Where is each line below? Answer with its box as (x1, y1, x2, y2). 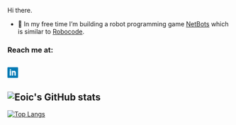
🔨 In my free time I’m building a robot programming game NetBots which (17, 20, 229, 28)
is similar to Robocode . (17, 28, 85, 36)
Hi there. (7, 6, 33, 14)
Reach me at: (7, 45, 54, 55)
